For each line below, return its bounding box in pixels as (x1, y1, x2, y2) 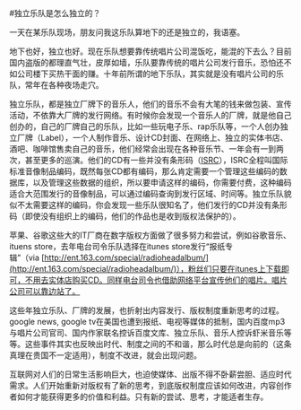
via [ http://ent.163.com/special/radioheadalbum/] (28, 252, 209, 263)
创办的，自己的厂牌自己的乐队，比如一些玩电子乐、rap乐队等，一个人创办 (9, 121, 280, 132)
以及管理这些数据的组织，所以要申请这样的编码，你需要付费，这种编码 (32, 178, 292, 188)
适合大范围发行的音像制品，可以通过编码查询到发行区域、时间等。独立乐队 (9, 188, 284, 199)
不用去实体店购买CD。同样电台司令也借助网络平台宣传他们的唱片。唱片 (24, 275, 288, 285)
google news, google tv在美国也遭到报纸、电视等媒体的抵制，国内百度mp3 (9, 317, 286, 327)
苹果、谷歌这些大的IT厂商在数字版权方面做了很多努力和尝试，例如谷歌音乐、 (9, 230, 291, 240)
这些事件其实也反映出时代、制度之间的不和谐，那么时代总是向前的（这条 (24, 339, 292, 349)
